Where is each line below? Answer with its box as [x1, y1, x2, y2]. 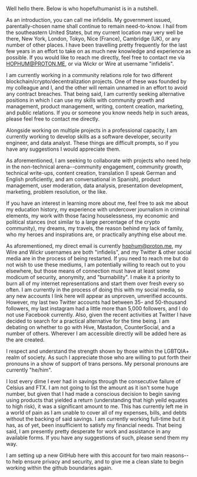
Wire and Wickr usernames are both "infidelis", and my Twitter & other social [6, 249, 192, 256]
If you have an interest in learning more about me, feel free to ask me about [6, 200, 189, 207]
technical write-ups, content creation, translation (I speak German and [6, 170, 176, 176]
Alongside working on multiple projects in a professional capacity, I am [6, 127, 178, 134]
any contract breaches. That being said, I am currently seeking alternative [6, 91, 185, 97]
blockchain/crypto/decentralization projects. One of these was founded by [6, 78, 187, 85]
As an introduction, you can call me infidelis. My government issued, [6, 16, 172, 23]
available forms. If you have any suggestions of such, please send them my [6, 434, 189, 441]
